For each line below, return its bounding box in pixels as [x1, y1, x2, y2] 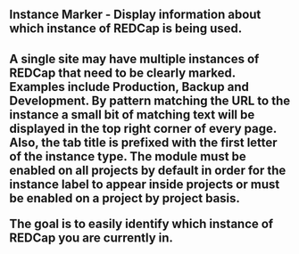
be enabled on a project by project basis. [9, 191, 241, 206]
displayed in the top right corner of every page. [9, 120, 277, 136]
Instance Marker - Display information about [9, 7, 262, 22]
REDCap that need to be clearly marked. [9, 65, 237, 80]
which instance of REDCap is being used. [9, 21, 243, 37]
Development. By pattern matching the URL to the [9, 93, 291, 108]
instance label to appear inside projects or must [9, 176, 280, 192]
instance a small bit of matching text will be [9, 107, 255, 122]
